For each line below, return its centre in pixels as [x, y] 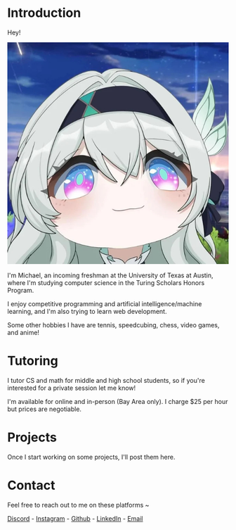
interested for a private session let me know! [72, 388]
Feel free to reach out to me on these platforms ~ [78, 505]
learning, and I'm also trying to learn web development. [87, 311]
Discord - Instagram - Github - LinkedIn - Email [75, 518]
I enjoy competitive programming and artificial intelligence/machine [105, 303]
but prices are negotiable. [45, 409]
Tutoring [33, 361]
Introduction [44, 13]
